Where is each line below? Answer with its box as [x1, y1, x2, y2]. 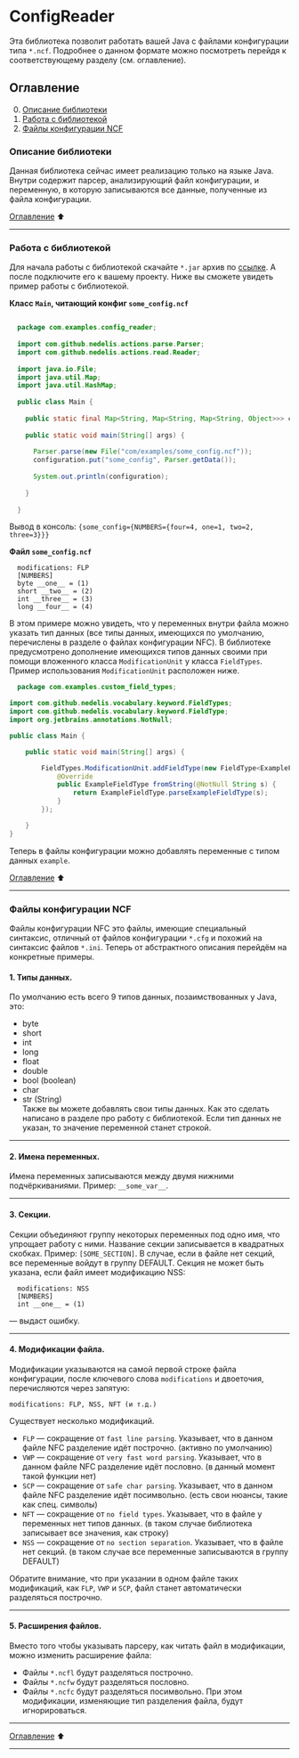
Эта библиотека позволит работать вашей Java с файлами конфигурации [9, 36, 289, 46]
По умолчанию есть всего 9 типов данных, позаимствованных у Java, [9, 991, 278, 1003]
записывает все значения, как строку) [21, 1527, 169, 1538]
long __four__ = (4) [17, 603, 93, 612]
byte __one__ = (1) [17, 579, 90, 589]
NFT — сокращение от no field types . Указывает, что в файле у [21, 1508, 263, 1519]
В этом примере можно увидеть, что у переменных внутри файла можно [9, 618, 289, 629]
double [21, 1066, 49, 1077]
